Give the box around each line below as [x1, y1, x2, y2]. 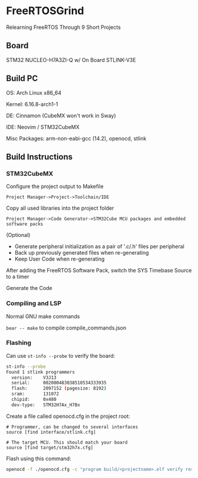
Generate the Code [6, 285, 53, 292]
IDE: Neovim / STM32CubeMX [6, 123, 80, 130]
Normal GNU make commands [6, 312, 80, 319]
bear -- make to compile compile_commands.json [6, 324, 127, 331]
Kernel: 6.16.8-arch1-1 [6, 100, 58, 107]
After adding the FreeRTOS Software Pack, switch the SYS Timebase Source [6, 267, 192, 274]
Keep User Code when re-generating [14, 255, 105, 263]
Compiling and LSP [6, 299, 62, 308]
